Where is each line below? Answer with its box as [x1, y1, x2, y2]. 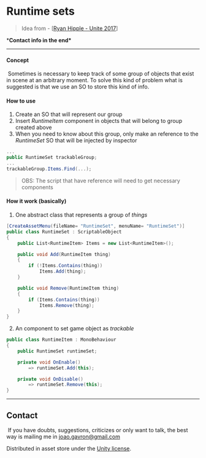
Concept [6, 56, 29, 64]
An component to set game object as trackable [15, 325, 134, 332]
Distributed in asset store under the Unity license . [6, 444, 132, 452]
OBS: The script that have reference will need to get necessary [21, 177, 181, 184]
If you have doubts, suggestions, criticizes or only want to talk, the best [7, 426, 188, 433]
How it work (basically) [6, 198, 67, 205]
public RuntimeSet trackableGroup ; [6, 155, 97, 161]
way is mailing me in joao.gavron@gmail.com [6, 433, 121, 440]
